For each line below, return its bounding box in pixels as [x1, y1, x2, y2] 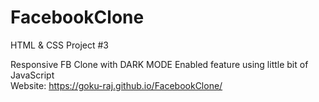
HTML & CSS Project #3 [10, 39, 109, 51]
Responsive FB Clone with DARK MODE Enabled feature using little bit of [10, 58, 309, 70]
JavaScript [10, 69, 55, 81]
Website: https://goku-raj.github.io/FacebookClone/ [10, 79, 223, 91]
